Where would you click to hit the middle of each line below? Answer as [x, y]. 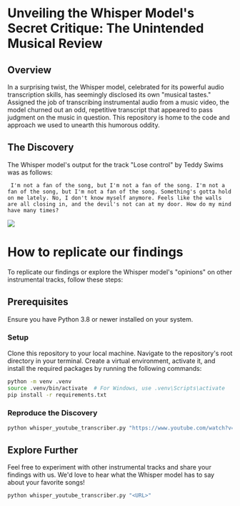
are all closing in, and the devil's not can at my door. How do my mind [120, 204]
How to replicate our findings [95, 252]
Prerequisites [38, 302]
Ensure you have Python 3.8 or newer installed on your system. [100, 319]
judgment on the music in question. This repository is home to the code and [119, 117]
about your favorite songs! [46, 482]
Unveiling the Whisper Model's [101, 13]
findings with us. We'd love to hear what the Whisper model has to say [111, 475]
